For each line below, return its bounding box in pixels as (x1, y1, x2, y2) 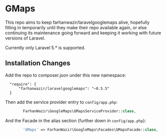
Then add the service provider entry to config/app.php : (5, 99, 118, 105)
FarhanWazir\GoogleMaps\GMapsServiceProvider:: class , (23, 108, 136, 114)
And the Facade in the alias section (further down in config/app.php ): (5, 117, 146, 124)
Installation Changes (5, 59, 71, 67)
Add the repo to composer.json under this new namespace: (5, 72, 126, 78)
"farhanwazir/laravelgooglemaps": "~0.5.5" (18, 86, 110, 91)
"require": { (9, 82, 37, 87)
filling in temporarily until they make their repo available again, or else (5, 24, 147, 30)
